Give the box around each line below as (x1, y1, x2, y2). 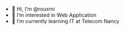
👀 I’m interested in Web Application (11, 12, 97, 18)
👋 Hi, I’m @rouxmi (11, 6, 55, 12)
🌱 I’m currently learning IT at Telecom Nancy (11, 18, 120, 24)
